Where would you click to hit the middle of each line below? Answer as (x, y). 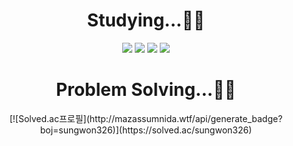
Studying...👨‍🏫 (146, 20)
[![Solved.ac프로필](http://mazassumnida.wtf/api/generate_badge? (146, 118)
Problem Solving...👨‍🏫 (146, 90)
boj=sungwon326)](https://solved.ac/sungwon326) (146, 130)
